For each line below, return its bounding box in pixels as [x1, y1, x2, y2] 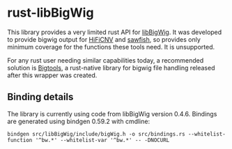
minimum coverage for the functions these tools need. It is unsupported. [7, 42, 215, 51]
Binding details [7, 91, 74, 103]
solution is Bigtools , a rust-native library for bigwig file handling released [7, 63, 215, 72]
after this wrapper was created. [7, 71, 98, 79]
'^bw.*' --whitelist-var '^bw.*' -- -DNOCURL [35, 136, 170, 143]
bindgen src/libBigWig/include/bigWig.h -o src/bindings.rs [7, 130, 186, 137]
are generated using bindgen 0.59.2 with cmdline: [7, 117, 150, 125]
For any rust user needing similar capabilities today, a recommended [7, 56, 204, 64]
